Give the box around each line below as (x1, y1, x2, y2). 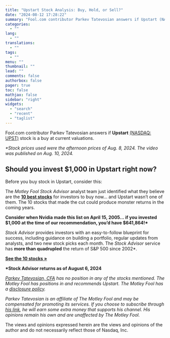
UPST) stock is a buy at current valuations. (5, 135, 95, 141)
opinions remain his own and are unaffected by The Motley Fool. (5, 312, 140, 318)
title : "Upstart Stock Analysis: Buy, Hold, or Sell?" (5, 7, 123, 13)
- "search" (10, 106, 33, 111)
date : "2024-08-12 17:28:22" (5, 12, 67, 17)
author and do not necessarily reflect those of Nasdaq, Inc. (5, 327, 129, 333)
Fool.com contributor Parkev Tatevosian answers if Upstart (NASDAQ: (5, 130, 151, 136)
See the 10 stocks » (5, 255, 47, 261)
